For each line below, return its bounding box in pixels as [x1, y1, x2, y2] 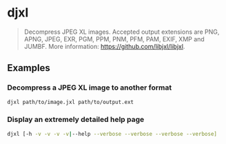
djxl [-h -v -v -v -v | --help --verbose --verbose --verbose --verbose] [7, 130, 217, 137]
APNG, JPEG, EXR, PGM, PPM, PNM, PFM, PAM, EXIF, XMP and [23, 34, 205, 43]
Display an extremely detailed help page [7, 115, 145, 125]
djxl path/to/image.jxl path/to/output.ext [7, 99, 134, 105]
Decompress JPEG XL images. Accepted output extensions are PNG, [23, 28, 220, 36]
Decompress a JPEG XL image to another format [7, 83, 172, 92]
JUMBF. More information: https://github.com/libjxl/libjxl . [23, 42, 185, 50]
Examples [7, 62, 50, 74]
